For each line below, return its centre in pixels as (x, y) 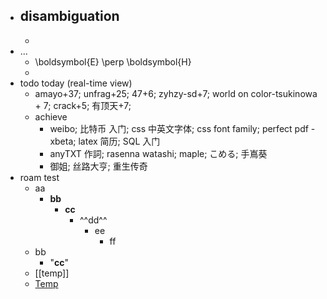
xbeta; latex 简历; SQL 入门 (105, 141)
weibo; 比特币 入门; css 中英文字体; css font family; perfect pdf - (182, 128)
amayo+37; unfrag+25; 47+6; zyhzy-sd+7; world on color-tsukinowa (176, 93)
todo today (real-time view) (76, 83)
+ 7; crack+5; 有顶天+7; (83, 105)
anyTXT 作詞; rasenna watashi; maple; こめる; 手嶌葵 (158, 153)
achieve (51, 116)
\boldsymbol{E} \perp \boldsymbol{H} (113, 61)
